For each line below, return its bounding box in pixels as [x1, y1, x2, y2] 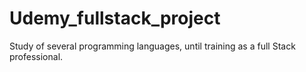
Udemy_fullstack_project [9, 7, 221, 30]
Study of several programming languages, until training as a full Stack [9, 40, 296, 52]
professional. [9, 50, 64, 62]
